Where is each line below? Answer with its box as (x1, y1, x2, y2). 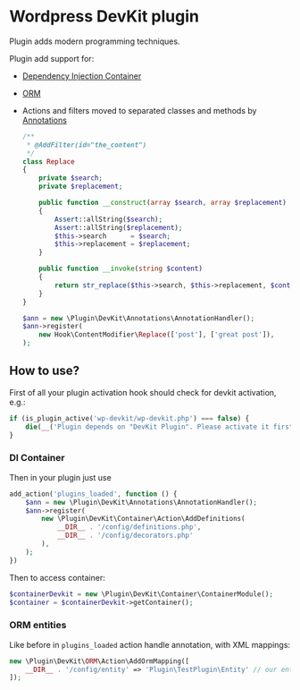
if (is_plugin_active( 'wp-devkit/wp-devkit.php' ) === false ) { (9, 413, 250, 422)
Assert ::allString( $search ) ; (54, 215, 163, 224)
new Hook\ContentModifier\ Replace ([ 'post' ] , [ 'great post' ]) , (38, 330, 275, 339)
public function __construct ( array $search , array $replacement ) (38, 199, 287, 208)
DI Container (9, 452, 65, 464)
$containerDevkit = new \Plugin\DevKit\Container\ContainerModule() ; (9, 589, 274, 599)
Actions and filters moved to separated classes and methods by (21, 105, 257, 115)
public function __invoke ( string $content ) (38, 264, 204, 274)
